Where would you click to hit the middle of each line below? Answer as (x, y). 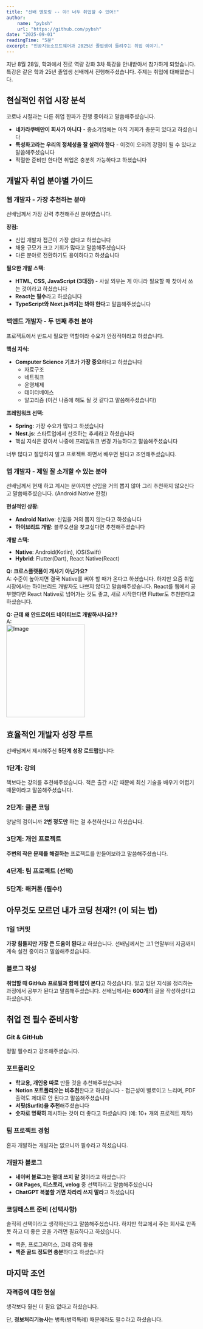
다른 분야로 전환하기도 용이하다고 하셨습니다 (67, 255)
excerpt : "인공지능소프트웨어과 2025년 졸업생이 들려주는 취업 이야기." (85, 46)
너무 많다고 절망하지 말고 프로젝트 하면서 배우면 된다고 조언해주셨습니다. (91, 454)
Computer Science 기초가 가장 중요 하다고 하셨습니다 (79, 362)
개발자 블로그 (24, 1162)
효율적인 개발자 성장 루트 (50, 735)
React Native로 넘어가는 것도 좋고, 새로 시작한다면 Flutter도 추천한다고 (111, 594)
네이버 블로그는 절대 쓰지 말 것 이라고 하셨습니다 (71, 1177)
